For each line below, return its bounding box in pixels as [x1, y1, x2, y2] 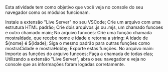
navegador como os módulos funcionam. [5, 9, 90, 15]
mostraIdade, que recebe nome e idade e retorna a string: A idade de [5, 35, 148, 41]
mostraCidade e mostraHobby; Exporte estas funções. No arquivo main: [5, 46, 154, 51]
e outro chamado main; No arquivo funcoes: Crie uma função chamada [5, 30, 152, 35]
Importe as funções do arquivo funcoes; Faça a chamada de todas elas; [5, 51, 154, 57]
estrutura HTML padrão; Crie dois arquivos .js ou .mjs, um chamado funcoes [5, 24, 163, 30]
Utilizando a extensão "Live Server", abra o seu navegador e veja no [5, 56, 146, 62]
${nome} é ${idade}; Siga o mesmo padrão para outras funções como [5, 40, 150, 46]
